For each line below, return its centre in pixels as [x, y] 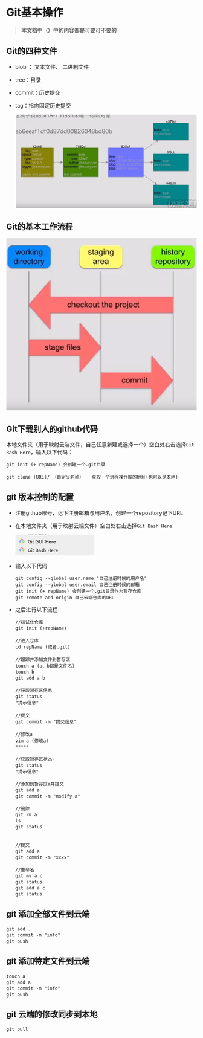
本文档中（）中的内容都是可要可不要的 [69, 30]
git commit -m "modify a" [47, 796]
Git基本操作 [35, 12]
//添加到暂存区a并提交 [40, 784]
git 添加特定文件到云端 [48, 961]
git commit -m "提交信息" [46, 722]
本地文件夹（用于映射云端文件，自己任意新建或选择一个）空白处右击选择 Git [100, 445]
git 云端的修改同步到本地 [52, 1014]
